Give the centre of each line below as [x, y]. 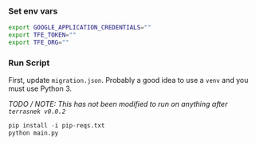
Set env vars [33, 11]
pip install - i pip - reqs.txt [57, 126]
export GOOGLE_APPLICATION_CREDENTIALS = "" [80, 28]
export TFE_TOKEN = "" [43, 35]
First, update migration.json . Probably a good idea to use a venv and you [128, 80]
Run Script [29, 63]
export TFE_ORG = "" [39, 43]
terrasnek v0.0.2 [37, 112]
